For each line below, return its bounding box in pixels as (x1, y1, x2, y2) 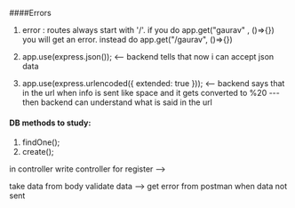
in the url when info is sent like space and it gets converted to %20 (21, 88, 267, 98)
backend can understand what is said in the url (41, 97, 213, 108)
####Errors (9, 8, 52, 18)
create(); (21, 147, 55, 157)
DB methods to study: (9, 117, 92, 128)
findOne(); (21, 137, 60, 148)
